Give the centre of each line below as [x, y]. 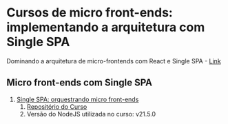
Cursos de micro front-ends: [90, 13]
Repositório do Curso [57, 106]
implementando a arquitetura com [106, 27]
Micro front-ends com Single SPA [80, 83]
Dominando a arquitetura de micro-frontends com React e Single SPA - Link [114, 61]
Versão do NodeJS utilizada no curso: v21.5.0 [91, 114]
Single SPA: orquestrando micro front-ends [77, 99]
